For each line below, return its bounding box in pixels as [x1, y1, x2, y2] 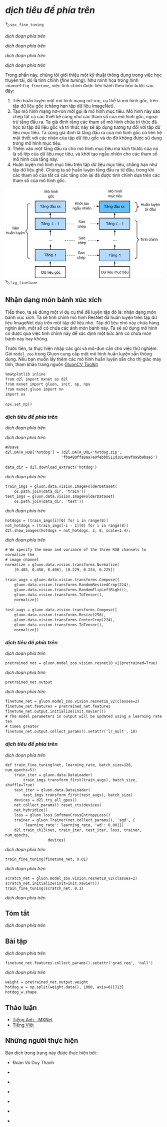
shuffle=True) [5, 782, 35, 788]
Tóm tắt [5, 909, 30, 917]
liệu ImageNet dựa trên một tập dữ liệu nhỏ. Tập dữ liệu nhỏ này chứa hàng [5, 319, 159, 325]
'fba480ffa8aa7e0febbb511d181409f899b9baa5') [60, 455, 157, 460]
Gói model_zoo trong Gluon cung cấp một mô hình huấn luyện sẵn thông [5, 350, 152, 356]
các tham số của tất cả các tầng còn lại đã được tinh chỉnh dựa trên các [12, 172, 160, 178]
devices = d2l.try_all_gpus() [14, 797, 77, 803]
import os [5, 392, 26, 397]
